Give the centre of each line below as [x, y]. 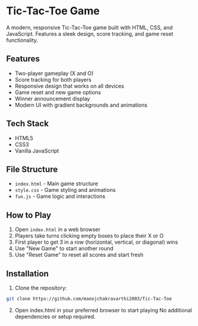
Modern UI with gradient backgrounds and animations [81, 105]
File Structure [32, 169]
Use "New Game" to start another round [64, 249]
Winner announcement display [52, 98]
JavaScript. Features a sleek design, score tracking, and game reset [90, 33]
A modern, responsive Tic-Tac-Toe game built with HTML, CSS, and [89, 27]
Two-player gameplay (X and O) [54, 73]
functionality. [22, 40]
